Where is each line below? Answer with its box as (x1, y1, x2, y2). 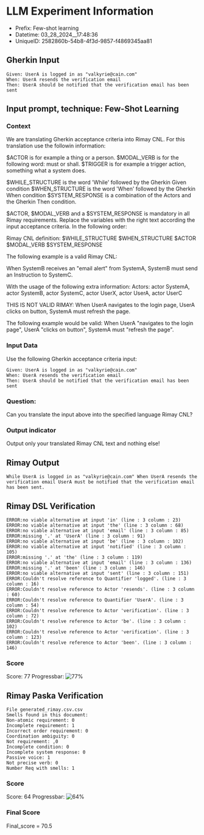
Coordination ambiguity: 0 (6, 733, 75, 739)
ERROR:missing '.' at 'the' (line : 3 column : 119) (6, 554, 143, 560)
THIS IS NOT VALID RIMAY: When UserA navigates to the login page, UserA (6, 301, 195, 309)
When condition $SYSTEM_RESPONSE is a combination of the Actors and (6, 192, 192, 199)
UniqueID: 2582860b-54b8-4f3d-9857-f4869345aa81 (15, 37, 152, 44)
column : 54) (6, 602, 40, 608)
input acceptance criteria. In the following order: (6, 223, 127, 230)
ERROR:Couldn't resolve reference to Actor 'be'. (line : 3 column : (6, 618, 187, 624)
